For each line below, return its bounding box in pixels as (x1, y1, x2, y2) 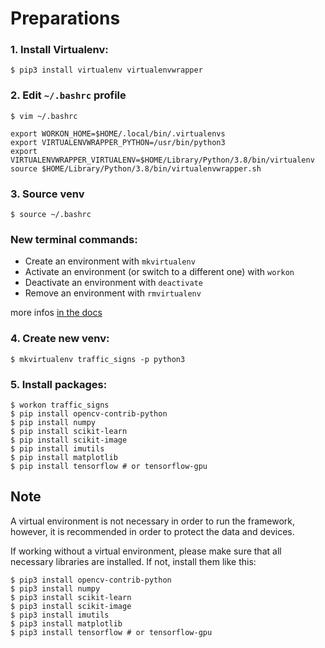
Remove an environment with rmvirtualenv (24, 287, 202, 299)
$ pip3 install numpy (10, 583, 101, 594)
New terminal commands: (10, 233, 138, 246)
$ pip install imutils (10, 443, 105, 454)
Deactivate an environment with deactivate (24, 277, 203, 289)
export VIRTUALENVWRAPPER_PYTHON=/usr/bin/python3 (10, 137, 226, 147)
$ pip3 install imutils (10, 610, 110, 620)
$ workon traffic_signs (10, 400, 110, 410)
